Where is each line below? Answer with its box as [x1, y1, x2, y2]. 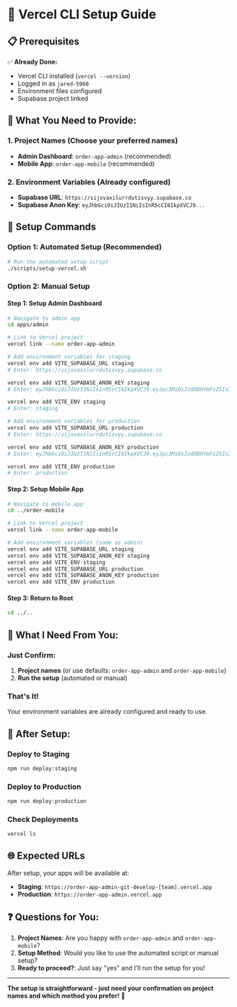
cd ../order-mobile [7, 507, 65, 514]
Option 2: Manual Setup [7, 282, 90, 292]
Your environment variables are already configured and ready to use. [7, 708, 208, 716]
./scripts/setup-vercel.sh [7, 265, 87, 272]
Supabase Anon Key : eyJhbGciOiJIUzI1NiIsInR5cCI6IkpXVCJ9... [17, 201, 206, 209]
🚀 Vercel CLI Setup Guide [7, 6, 157, 23]
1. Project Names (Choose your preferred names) [7, 136, 178, 145]
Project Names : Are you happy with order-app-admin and [17, 934, 183, 942]
